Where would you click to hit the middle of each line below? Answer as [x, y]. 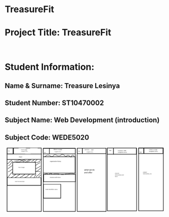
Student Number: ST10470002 [54, 103]
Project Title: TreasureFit [58, 33]
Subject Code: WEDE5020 [47, 137]
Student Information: [50, 67]
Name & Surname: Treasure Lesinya [62, 85]
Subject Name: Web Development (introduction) [82, 120]
